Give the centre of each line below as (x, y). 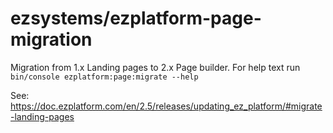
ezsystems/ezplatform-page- (136, 18)
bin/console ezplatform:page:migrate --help (104, 77)
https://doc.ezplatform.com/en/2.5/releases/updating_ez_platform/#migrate (166, 106)
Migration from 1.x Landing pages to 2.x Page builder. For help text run (155, 67)
